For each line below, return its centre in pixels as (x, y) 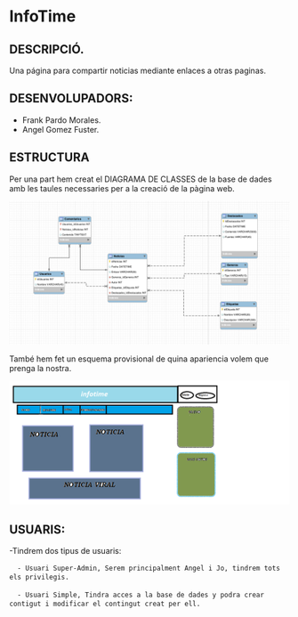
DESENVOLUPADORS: (71, 98)
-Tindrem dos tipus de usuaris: (65, 551)
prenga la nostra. (40, 368)
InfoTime (43, 16)
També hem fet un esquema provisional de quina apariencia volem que (139, 359)
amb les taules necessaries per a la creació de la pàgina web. (122, 188)
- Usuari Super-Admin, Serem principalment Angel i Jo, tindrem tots (149, 568)
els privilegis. (39, 577)
